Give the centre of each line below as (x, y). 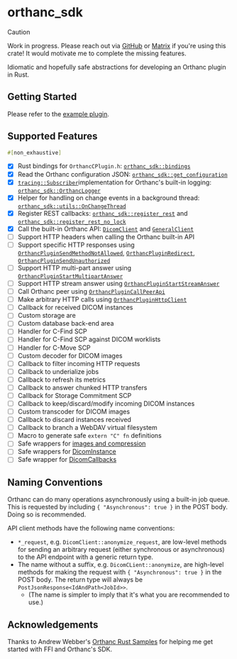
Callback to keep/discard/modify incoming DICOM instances (106, 403)
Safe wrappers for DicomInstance (67, 452)
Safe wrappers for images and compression (82, 443)
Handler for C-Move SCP (54, 348)
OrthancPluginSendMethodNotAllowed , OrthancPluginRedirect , (106, 253)
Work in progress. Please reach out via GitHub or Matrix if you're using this (117, 45)
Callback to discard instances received (74, 420)
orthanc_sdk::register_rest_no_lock (72, 222)
